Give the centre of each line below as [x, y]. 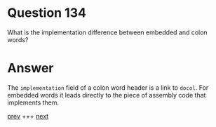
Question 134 [47, 13]
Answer [31, 68]
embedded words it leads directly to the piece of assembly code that [107, 95]
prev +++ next [28, 116]
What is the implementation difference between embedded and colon [108, 32]
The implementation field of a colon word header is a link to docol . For [108, 87]
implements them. [33, 102]
